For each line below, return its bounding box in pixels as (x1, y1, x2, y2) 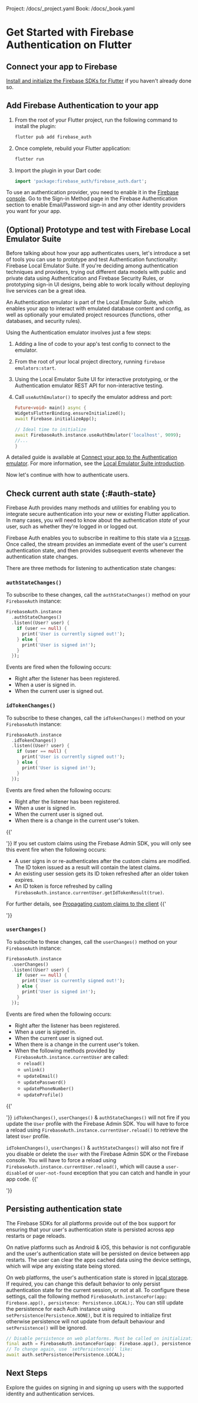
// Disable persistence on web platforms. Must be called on (6, 1335, 160, 1342)
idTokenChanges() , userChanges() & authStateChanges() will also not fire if (6, 1144, 184, 1151)
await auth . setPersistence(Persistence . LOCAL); (6, 1352, 126, 1358)
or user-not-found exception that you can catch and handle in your (28, 1169, 191, 1176)
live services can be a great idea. (6, 287, 87, 295)
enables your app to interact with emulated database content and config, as (6, 305, 190, 312)
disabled (6, 1170, 28, 1176)
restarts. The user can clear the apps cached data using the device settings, (6, 1256, 192, 1263)
